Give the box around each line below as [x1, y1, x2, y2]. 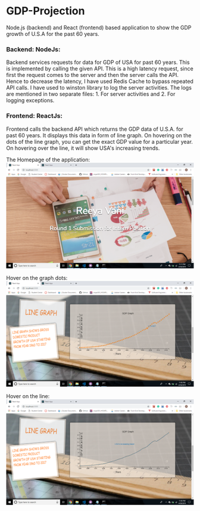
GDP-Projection [6, 4, 85, 18]
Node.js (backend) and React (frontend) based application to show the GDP [6, 24, 192, 31]
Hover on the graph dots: [6, 274, 68, 281]
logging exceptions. [6, 97, 55, 104]
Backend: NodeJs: [6, 45, 61, 53]
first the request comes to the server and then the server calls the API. [6, 72, 179, 79]
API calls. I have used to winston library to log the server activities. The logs [6, 84, 192, 91]
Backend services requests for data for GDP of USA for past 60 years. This [6, 59, 190, 66]
